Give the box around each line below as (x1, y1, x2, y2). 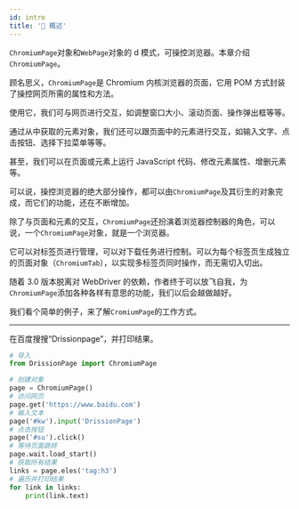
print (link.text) (25, 491, 90, 500)
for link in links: (9, 482, 82, 492)
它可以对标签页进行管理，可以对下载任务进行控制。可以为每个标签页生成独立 (9, 246, 290, 256)
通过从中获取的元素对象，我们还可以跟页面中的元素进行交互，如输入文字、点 (9, 125, 290, 136)
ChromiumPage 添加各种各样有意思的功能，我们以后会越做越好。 (9, 287, 237, 298)
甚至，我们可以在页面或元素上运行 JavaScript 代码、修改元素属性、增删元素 (9, 156, 287, 166)
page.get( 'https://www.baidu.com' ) (9, 400, 141, 409)
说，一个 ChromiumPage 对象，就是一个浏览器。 (9, 227, 174, 238)
